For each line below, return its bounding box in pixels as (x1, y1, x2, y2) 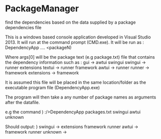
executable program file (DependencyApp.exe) (5, 84, 100, 90)
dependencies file (5, 24, 42, 30)
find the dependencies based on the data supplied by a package (5, 19, 136, 25)
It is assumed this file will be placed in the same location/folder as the (5, 79, 146, 85)
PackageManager (5, 3, 79, 14)
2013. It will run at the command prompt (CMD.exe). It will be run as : (5, 39, 144, 45)
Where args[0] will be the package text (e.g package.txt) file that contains (5, 54, 155, 60)
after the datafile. (5, 99, 40, 105)
